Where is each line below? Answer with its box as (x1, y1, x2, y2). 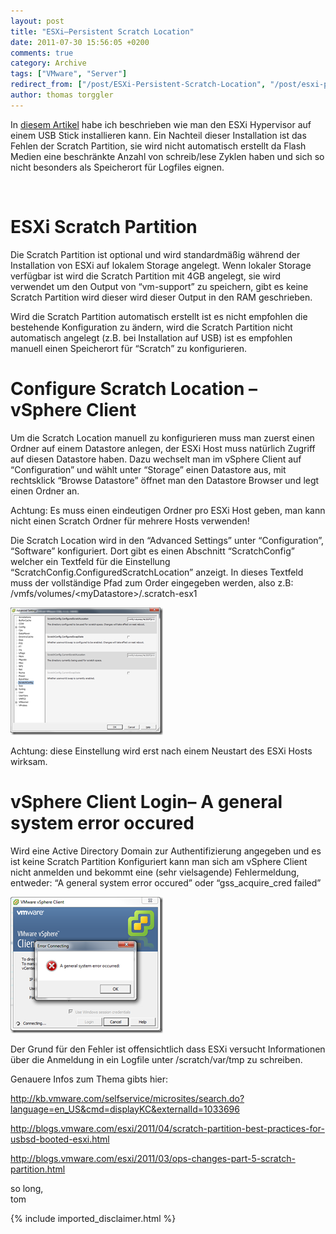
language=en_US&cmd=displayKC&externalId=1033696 (10, 1103, 240, 1115)
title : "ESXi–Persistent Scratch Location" (10, 26, 195, 37)
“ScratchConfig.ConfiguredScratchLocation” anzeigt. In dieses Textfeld (10, 566, 304, 578)
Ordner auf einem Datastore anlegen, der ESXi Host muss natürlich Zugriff (10, 442, 316, 454)
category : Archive (10, 58, 87, 69)
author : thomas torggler (10, 90, 114, 100)
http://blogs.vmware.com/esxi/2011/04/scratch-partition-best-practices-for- (10, 1122, 325, 1134)
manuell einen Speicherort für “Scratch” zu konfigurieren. (10, 342, 248, 354)
